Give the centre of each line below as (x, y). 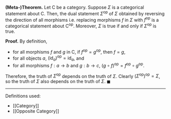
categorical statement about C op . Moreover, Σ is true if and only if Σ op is (81, 26)
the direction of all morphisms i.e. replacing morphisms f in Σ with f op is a (82, 19)
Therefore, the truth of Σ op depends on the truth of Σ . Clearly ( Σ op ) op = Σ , (83, 75)
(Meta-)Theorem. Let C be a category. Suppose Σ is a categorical (75, 7)
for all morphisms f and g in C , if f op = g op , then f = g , (69, 51)
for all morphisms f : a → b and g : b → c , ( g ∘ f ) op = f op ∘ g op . (79, 65)
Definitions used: (23, 96)
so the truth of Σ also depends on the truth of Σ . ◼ (58, 82)
